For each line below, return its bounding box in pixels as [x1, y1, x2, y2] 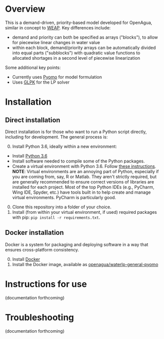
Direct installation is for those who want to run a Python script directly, [5, 129, 147, 135]
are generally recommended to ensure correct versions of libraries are [12, 179, 154, 184]
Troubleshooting [5, 312, 74, 323]
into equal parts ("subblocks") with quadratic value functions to [12, 50, 141, 56]
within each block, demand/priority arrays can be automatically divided [12, 45, 156, 50]
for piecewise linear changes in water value [12, 39, 100, 45]
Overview [5, 3, 46, 15]
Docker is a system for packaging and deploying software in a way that [5, 241, 148, 248]
